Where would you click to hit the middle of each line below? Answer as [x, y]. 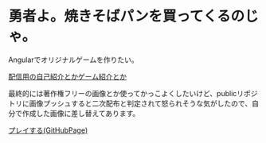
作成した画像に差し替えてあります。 [81, 113]
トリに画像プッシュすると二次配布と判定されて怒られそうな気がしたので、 [130, 103]
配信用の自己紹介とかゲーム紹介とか [68, 76]
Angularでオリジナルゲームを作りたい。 [73, 60]
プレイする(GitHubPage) [48, 130]
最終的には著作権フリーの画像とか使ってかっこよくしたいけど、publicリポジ [133, 93]
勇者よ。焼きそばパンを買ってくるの [127, 16]
